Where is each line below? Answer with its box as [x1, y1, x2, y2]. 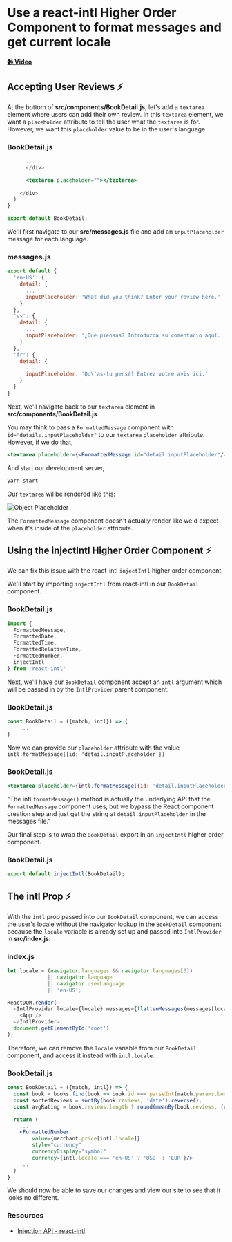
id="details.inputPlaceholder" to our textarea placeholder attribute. [7, 430, 205, 438]
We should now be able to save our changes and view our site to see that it [7, 1186, 221, 1194]
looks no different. [7, 1194, 59, 1202]
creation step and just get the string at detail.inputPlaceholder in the [7, 809, 206, 817]
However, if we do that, [7, 438, 73, 446]
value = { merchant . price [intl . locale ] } [32, 1136, 140, 1142]
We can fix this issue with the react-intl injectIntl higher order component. [7, 566, 223, 575]
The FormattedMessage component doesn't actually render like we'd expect [7, 517, 219, 525]
